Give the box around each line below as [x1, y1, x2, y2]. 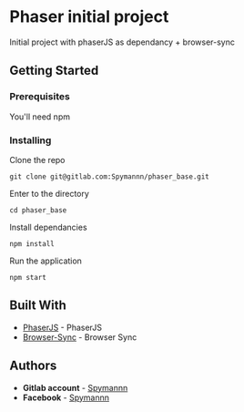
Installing [9, 134, 52, 147]
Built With [9, 298, 66, 314]
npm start [9, 273, 47, 282]
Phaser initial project [9, 6, 169, 27]
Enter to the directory [9, 188, 89, 199]
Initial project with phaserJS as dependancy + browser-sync [9, 36, 235, 47]
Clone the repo [9, 154, 66, 165]
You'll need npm [9, 111, 71, 122]
